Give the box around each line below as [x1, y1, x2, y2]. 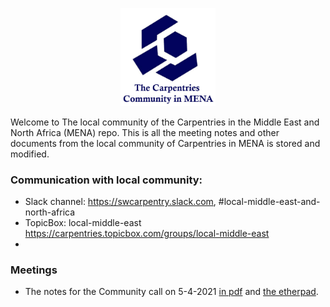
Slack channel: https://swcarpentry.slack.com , [24, 196, 217, 208]
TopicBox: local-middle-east [24, 217, 142, 229]
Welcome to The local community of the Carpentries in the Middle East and [10, 116, 320, 128]
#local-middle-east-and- [218, 196, 321, 208]
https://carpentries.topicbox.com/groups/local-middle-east [24, 228, 270, 240]
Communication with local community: [10, 173, 203, 187]
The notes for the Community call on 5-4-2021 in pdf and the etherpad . [24, 286, 319, 298]
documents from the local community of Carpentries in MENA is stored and [10, 137, 321, 149]
